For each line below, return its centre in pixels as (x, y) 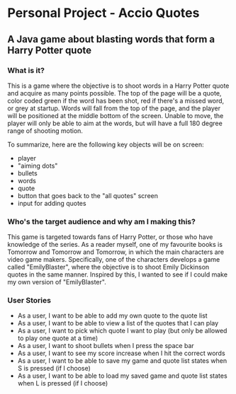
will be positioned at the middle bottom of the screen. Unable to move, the (116, 115)
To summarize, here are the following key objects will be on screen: (106, 144)
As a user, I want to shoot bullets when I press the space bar (106, 346)
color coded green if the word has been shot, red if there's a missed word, (116, 100)
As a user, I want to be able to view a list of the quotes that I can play (118, 323)
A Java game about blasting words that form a (111, 39)
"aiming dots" (38, 166)
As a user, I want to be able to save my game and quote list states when (122, 361)
